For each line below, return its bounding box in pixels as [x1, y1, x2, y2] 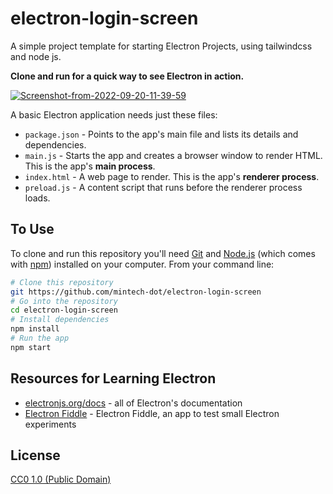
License [10, 447, 61, 464]
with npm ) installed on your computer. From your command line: [10, 258, 275, 270]
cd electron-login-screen [10, 305, 118, 316]
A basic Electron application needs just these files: [10, 108, 218, 121]
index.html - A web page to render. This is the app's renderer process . [24, 170, 320, 182]
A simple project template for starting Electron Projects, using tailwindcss [10, 40, 313, 52]
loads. [24, 192, 51, 204]
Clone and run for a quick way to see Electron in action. [10, 70, 245, 82]
